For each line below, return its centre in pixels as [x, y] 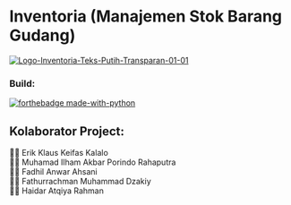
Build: [22, 83]
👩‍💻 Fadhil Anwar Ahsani [53, 172]
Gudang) [43, 35]
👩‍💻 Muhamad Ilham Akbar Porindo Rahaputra [93, 162]
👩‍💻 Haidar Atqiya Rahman [57, 191]
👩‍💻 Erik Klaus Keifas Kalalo [59, 153]
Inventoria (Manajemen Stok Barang [146, 17]
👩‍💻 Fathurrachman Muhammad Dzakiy [81, 182]
